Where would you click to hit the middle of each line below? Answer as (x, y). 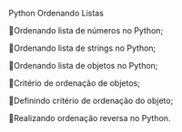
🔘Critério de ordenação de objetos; (74, 83)
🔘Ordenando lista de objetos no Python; (83, 66)
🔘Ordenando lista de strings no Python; (82, 48)
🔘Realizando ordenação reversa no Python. (90, 118)
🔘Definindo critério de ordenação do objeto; (91, 100)
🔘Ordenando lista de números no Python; (86, 30)
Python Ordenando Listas (56, 13)
